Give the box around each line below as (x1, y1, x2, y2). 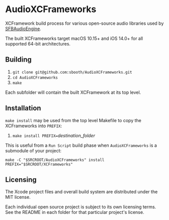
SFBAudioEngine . (5, 25, 41, 31)
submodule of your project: (5, 147, 62, 153)
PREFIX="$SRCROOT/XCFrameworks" (5, 161, 73, 167)
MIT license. (5, 194, 31, 200)
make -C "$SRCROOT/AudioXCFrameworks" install (5, 157, 105, 162)
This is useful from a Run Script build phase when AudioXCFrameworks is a (5, 142, 157, 148)
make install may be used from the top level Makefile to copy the (5, 117, 142, 123)
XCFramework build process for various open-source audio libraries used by (5, 20, 164, 26)
